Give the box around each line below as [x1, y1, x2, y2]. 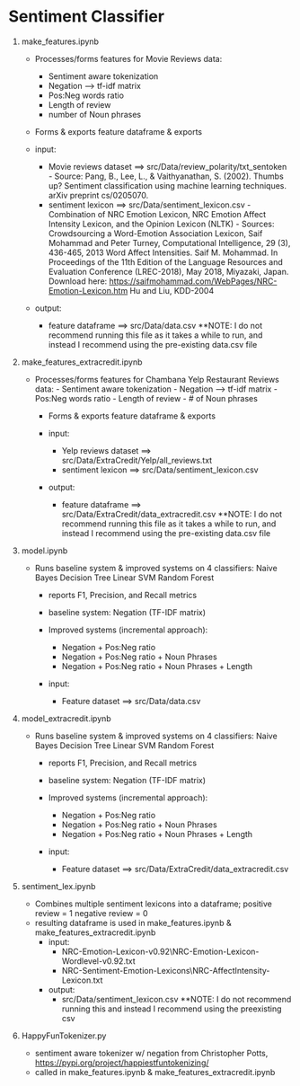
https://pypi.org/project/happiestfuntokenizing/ [34, 1057, 209, 1068]
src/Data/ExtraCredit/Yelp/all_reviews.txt [61, 455, 213, 465]
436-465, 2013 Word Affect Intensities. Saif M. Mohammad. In [48, 247, 278, 258]
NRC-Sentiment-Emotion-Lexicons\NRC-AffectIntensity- [61, 965, 270, 976]
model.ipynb [21, 545, 68, 556]
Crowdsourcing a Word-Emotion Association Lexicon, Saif [48, 227, 263, 239]
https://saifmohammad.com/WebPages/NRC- [109, 276, 278, 287]
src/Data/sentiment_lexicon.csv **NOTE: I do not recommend [61, 993, 292, 1004]
